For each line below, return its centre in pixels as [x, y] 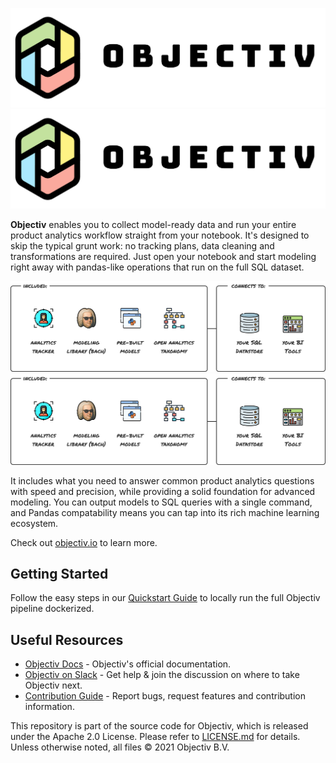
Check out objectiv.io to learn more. [84, 542]
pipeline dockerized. [52, 609]
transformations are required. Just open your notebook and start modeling [163, 257]
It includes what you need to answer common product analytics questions [162, 480]
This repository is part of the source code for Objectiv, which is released [159, 726]
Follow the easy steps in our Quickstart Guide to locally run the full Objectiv [165, 598]
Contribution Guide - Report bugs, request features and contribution [165, 696]
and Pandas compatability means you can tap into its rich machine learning [165, 512]
